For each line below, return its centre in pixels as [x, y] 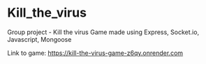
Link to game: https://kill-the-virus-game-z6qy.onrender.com [95, 53]
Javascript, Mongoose [39, 39]
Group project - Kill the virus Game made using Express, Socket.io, [103, 32]
